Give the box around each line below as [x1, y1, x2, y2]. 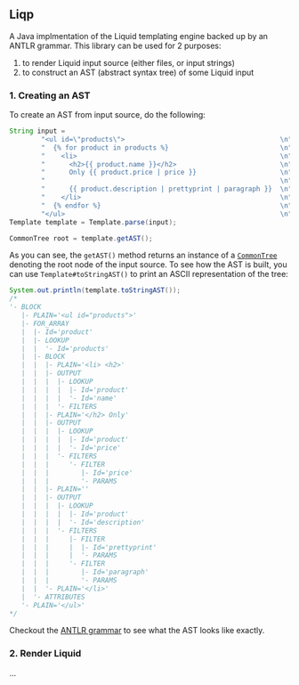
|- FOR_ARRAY [20, 319, 69, 328]
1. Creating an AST [9, 89, 91, 102]
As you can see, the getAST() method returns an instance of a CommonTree [9, 249, 278, 261]
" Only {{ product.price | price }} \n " [41, 168, 293, 177]
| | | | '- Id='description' [20, 518, 145, 526]
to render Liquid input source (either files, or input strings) [21, 57, 236, 68]
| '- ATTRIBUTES [20, 592, 86, 601]
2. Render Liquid [9, 648, 82, 660]
